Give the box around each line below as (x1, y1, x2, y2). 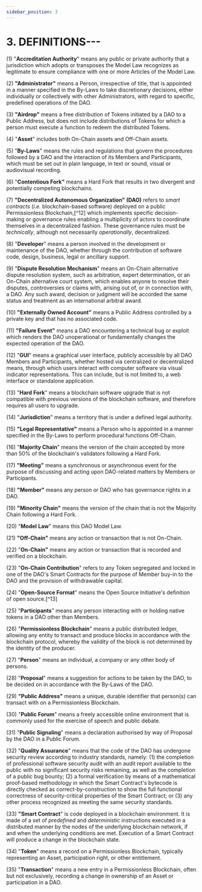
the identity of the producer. (6, 644, 76, 652)
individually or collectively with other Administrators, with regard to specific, (6, 92, 195, 100)
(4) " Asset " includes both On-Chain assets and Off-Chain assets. (6, 135, 169, 142)
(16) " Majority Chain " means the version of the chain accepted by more (6, 443, 185, 451)
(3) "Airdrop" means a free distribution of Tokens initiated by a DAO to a (6, 110, 186, 118)
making (6, 216, 25, 223)
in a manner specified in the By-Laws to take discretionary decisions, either (6, 86, 194, 93)
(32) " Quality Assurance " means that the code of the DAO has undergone (6, 747, 191, 754)
